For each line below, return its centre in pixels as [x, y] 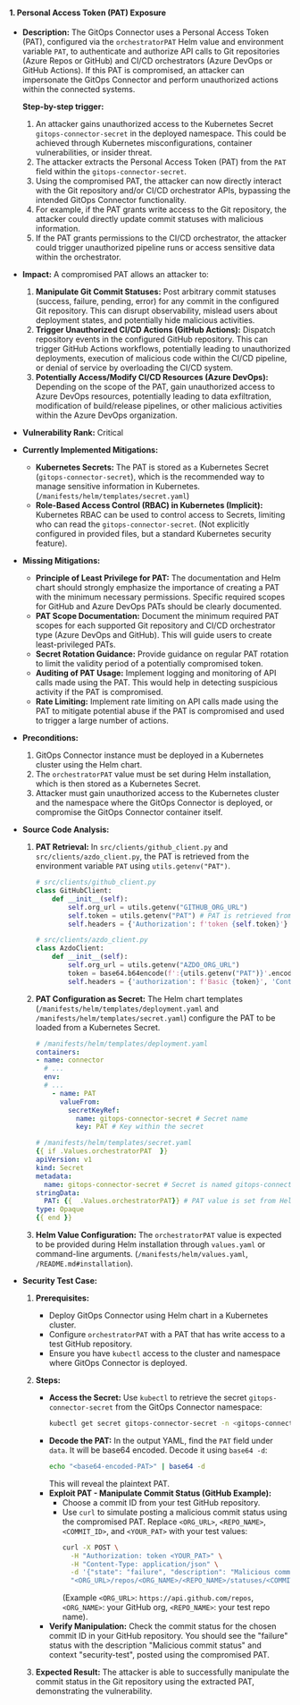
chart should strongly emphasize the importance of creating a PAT [157, 588]
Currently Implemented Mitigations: [90, 450]
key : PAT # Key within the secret [140, 1127]
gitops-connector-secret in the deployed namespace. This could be [161, 133]
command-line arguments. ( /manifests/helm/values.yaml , [142, 1254]
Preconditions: [50, 738]
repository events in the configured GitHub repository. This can [152, 339]
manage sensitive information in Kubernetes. [118, 487]
